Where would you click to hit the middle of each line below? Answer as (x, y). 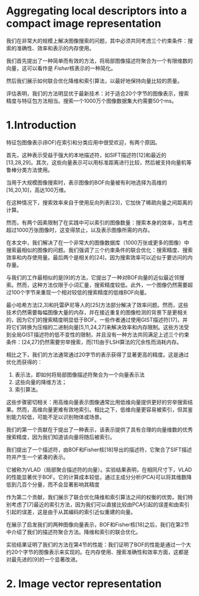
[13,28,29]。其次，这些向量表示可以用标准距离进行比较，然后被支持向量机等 (99, 162)
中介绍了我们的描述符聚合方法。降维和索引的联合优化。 (73, 532)
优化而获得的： (24, 362)
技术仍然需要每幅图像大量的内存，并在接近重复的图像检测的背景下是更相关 (97, 312)
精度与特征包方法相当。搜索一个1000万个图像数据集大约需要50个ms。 (92, 101)
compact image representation (84, 23)
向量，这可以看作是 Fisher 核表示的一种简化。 (61, 68)
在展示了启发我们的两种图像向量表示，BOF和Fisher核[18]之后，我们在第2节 (98, 524)
